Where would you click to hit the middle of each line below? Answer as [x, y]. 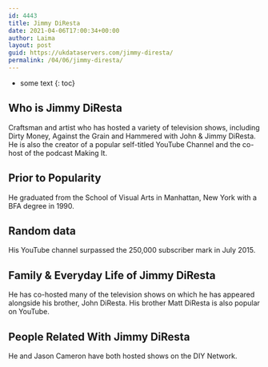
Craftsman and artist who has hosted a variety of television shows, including [134, 127]
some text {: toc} [48, 83]
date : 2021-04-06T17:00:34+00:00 [64, 30]
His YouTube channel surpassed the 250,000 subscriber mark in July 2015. [132, 250]
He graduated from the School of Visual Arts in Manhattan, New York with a [133, 197]
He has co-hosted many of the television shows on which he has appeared [132, 295]
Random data [42, 231]
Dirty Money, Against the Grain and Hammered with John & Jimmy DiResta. [132, 136]
